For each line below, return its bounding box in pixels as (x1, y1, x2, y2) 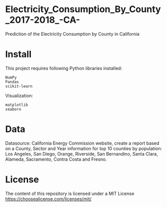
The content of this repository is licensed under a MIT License (5, 190, 135, 196)
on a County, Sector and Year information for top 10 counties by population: (5, 145, 162, 152)
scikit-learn (5, 84, 33, 89)
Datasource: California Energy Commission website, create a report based (5, 140, 159, 146)
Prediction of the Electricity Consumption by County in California (5, 31, 140, 37)
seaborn (5, 107, 22, 112)
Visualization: (5, 92, 33, 99)
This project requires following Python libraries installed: (5, 65, 123, 71)
